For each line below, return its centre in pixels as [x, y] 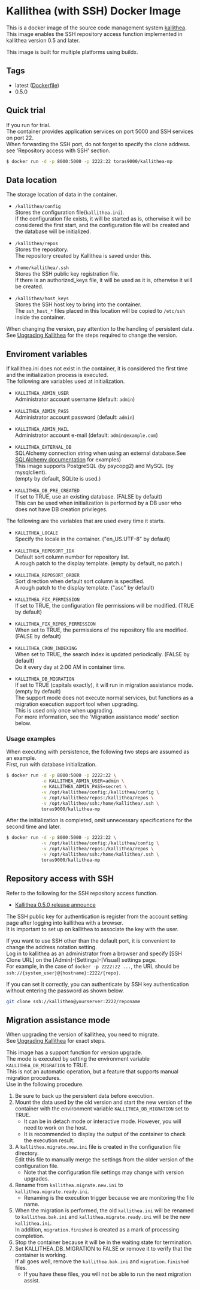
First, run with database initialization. [51, 765]
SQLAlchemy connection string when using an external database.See [100, 453]
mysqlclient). [31, 472]
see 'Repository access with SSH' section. [58, 150]
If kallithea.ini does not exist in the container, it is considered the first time [97, 369]
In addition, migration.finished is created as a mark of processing [97, 1230]
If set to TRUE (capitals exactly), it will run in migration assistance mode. [104, 685]
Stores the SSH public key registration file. [67, 274]
